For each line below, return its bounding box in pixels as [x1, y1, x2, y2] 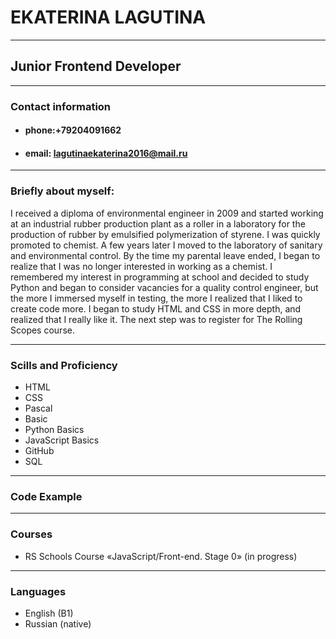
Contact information [10, 99, 112, 113]
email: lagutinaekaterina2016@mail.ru [24, 147, 188, 159]
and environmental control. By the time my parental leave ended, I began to [10, 249, 321, 261]
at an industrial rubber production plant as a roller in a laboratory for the [10, 217, 306, 230]
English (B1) [24, 607, 74, 619]
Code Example [10, 489, 83, 503]
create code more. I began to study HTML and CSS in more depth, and [10, 302, 302, 315]
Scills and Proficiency [10, 358, 118, 372]
